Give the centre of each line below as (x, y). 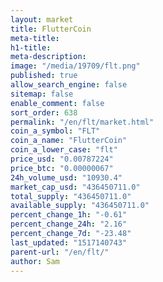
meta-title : (35, 38)
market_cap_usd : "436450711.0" (75, 187)
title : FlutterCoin (51, 29)
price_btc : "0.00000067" (62, 168)
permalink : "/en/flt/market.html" (82, 122)
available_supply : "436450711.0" (80, 206)
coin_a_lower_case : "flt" (64, 150)
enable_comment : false (57, 103)
